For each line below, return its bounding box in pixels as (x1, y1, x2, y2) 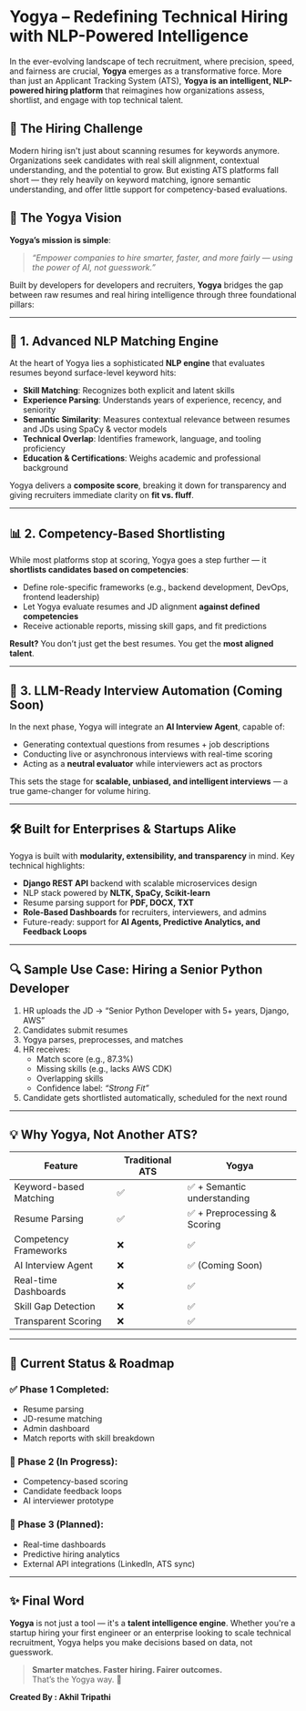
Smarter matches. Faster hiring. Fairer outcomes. (31, 1664, 223, 1675)
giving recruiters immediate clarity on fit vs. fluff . (9, 490, 194, 501)
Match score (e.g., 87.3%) (36, 1054, 134, 1064)
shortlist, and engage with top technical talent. (9, 94, 184, 106)
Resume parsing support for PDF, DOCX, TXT (22, 897, 194, 908)
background (22, 463, 68, 474)
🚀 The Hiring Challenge (9, 121, 143, 137)
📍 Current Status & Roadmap (9, 1355, 175, 1371)
